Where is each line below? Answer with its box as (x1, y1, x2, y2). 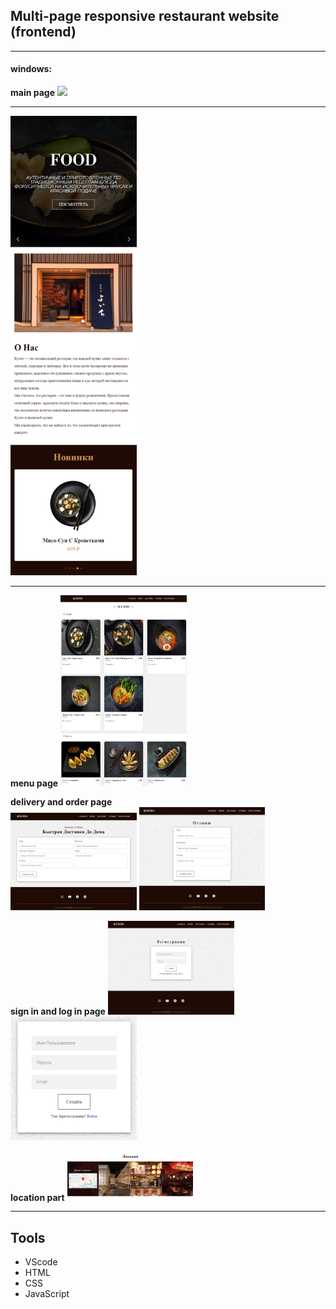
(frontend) (10, 24, 77, 41)
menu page (10, 777, 59, 789)
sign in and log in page (10, 1005, 106, 1018)
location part (10, 1191, 65, 1203)
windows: (10, 63, 53, 75)
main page (10, 87, 56, 99)
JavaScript (24, 1288, 70, 1300)
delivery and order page (10, 796, 113, 808)
